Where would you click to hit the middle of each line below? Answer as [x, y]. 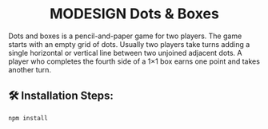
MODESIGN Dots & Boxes [134, 14]
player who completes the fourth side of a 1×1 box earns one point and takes [134, 61]
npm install [28, 118]
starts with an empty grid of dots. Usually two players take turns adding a [129, 44]
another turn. [30, 69]
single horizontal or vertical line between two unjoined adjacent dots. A [125, 53]
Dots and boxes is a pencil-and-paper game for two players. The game [125, 36]
